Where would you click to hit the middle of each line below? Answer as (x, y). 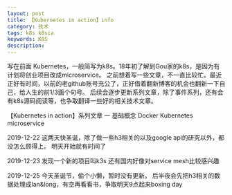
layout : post (26, 13)
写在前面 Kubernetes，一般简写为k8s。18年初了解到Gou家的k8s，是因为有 (114, 66)
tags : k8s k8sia (30, 33)
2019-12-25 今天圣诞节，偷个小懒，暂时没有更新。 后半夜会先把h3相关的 (111, 176)
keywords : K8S (28, 39)
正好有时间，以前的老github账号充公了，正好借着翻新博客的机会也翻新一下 (113, 83)
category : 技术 (28, 26)
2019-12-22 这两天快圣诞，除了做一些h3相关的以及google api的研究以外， (113, 138)
